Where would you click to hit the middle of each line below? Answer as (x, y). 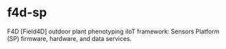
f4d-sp (27, 13)
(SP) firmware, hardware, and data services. (70, 38)
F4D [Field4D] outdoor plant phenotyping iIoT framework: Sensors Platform (113, 31)
